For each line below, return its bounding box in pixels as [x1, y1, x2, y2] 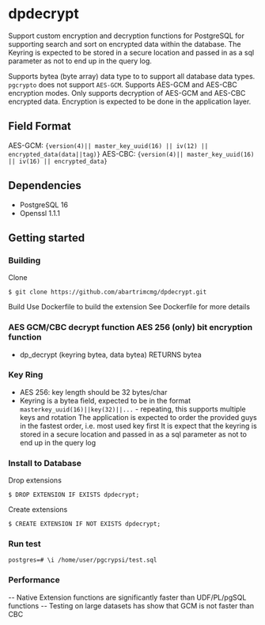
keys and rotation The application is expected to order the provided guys [19, 412, 257, 422]
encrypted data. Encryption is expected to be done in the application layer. [8, 97, 252, 106]
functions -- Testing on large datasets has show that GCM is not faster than [8, 600, 255, 610]
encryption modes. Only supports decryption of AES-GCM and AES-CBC [8, 88, 246, 97]
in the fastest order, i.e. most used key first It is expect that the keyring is [19, 421, 257, 430]
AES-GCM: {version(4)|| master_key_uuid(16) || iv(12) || [8, 140, 209, 150]
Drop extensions [8, 475, 62, 485]
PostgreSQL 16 [19, 199, 69, 210]
